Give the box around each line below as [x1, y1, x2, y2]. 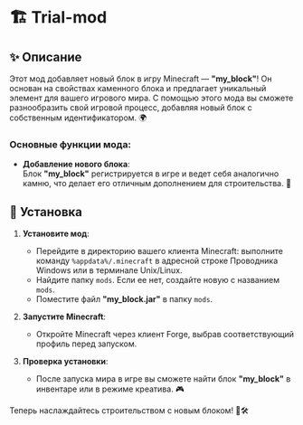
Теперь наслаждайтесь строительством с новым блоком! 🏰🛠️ [9, 405, 249, 416]
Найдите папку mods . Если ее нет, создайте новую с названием [35, 275, 280, 286]
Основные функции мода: [9, 137, 131, 150]
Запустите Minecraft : [22, 311, 107, 322]
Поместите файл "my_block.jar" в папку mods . [35, 294, 213, 305]
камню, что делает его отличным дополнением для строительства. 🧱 [22, 178, 292, 189]
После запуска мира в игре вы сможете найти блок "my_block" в [35, 373, 291, 384]
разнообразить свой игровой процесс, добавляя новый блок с [9, 102, 252, 113]
